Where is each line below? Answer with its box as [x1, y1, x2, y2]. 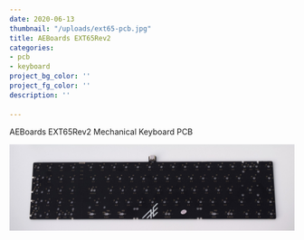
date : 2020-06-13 [9, 14, 75, 23]
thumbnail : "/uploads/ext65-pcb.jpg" [9, 23, 152, 33]
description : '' [9, 90, 71, 99]
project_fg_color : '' [9, 81, 91, 90]
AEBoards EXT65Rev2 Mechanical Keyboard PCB [9, 126, 194, 137]
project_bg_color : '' [9, 72, 91, 81]
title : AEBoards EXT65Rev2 [9, 33, 111, 42]
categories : [9, 43, 54, 52]
